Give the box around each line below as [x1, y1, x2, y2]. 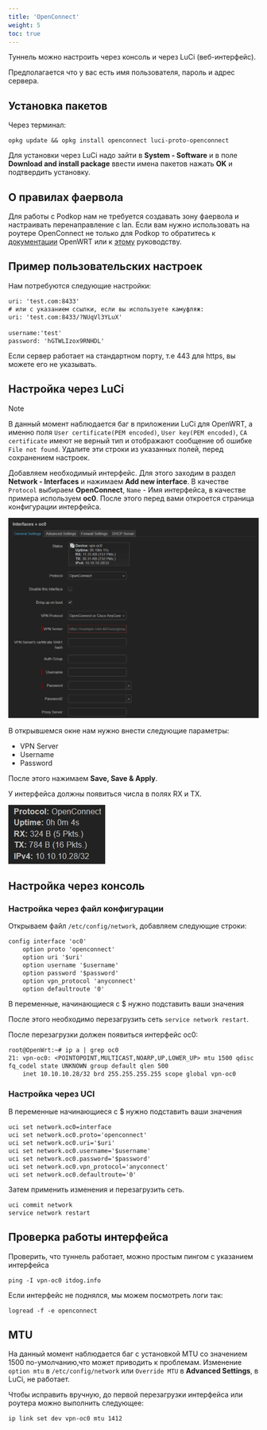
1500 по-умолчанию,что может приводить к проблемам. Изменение [8, 1358, 242, 1367]
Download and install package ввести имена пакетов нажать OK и [8, 159, 233, 168]
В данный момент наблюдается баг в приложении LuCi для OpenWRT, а [8, 419, 253, 428]
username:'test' [8, 329, 62, 337]
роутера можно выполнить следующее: [8, 1398, 145, 1408]
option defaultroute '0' [22, 985, 105, 993]
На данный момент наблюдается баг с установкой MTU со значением [8, 1349, 248, 1358]
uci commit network [8, 1200, 73, 1209]
